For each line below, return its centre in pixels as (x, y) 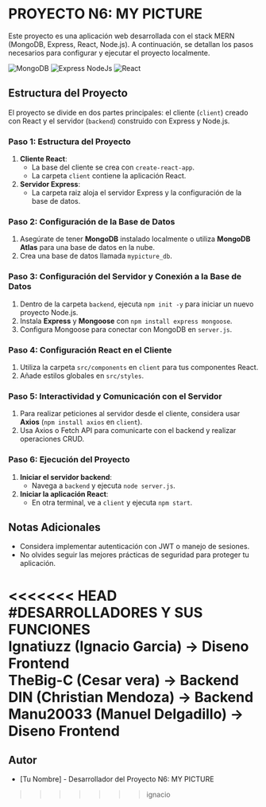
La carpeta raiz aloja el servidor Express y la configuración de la (137, 193)
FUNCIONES (50, 629)
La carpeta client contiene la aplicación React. (109, 176)
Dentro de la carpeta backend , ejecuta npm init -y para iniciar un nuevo (137, 304)
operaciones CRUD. (52, 439)
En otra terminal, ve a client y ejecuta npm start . (112, 502)
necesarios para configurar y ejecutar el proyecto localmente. (109, 53)
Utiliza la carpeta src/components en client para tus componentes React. (139, 367)
